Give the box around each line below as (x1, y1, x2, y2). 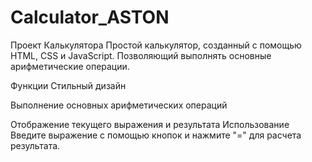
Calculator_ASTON (10, 6, 170, 29)
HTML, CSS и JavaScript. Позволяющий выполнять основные (10, 49, 272, 61)
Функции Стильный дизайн (10, 79, 127, 91)
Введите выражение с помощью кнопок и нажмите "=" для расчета (10, 129, 302, 141)
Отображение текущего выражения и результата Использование (10, 118, 290, 130)
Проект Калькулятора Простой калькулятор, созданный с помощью (10, 39, 302, 51)
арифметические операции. (10, 60, 130, 72)
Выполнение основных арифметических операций (10, 99, 228, 111)
